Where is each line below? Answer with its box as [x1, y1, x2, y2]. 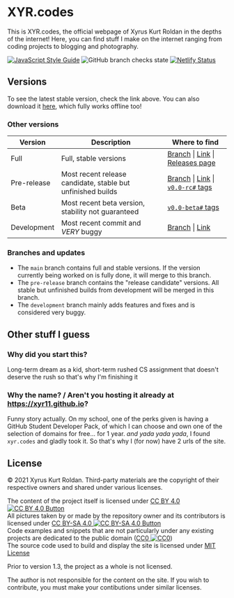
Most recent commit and [61, 218, 141, 228]
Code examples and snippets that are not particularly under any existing [7, 527, 214, 535]
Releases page [166, 158, 216, 168]
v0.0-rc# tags [166, 182, 212, 192]
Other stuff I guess [7, 328, 91, 340]
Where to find [171, 138, 219, 147]
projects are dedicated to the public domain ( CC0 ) [7, 534, 173, 542]
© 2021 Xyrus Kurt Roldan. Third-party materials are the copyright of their [7, 476, 219, 484]
